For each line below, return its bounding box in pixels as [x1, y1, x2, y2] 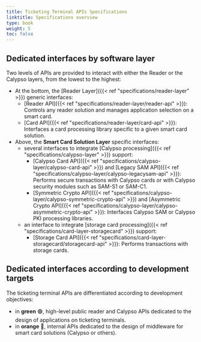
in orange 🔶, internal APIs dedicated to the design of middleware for [14, 322, 184, 330]
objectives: [6, 295, 34, 303]
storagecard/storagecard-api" [32, 240, 107, 247]
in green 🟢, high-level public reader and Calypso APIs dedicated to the [14, 307, 192, 315]
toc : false [6, 31, 34, 37]
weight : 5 [6, 25, 31, 32]
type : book [6, 20, 34, 26]
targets [6, 274, 34, 284]
